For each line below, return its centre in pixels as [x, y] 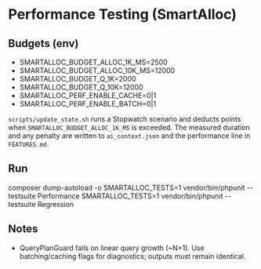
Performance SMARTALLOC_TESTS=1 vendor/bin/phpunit [130, 196]
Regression [56, 204]
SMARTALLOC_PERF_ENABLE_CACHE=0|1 [88, 95]
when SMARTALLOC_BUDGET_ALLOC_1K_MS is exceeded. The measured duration [129, 127]
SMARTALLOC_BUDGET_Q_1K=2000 [78, 79]
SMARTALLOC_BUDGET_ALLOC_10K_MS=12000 [97, 71]
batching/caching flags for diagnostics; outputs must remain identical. [132, 256]
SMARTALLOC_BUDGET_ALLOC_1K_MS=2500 [94, 62]
